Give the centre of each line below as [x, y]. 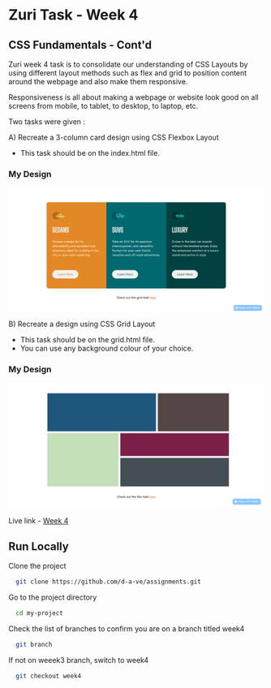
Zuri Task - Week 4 [73, 15]
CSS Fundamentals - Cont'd [80, 45]
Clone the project [37, 566]
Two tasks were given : [47, 122]
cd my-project [39, 613]
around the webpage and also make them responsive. [98, 82]
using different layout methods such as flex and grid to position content [128, 73]
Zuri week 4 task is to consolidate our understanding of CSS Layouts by [128, 64]
